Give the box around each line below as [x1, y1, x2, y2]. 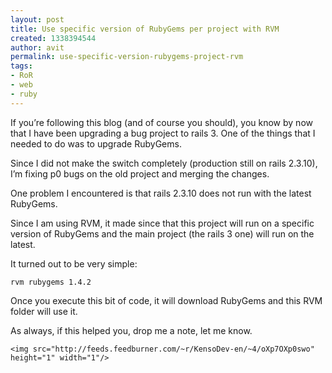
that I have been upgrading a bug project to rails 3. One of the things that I [10, 127, 316, 139]
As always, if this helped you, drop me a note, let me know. [10, 324, 253, 336]
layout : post [10, 14, 65, 25]
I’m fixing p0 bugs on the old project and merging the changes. [10, 167, 270, 180]
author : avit [10, 42, 65, 53]
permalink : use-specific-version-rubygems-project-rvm [10, 52, 244, 62]
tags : [10, 61, 33, 71]
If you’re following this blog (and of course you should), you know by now [10, 116, 313, 128]
